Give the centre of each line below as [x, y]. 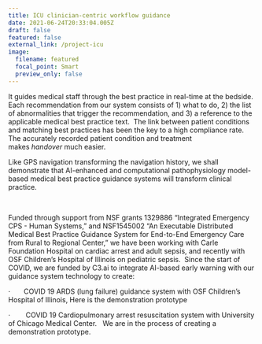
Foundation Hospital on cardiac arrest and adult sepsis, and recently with [127, 251]
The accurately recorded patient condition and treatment [100, 138]
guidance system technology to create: [72, 276]
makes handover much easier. [57, 146]
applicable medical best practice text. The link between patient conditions [129, 121]
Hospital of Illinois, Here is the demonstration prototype [98, 299]
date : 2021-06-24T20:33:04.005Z [61, 23]
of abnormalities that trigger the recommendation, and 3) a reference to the [130, 113]
